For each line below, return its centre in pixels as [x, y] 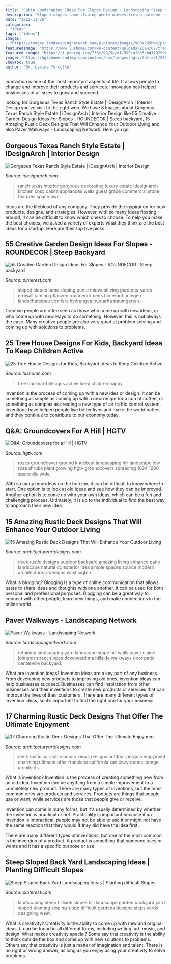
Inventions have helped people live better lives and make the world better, [83, 409]
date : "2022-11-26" [26, 19]
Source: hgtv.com [24, 453]
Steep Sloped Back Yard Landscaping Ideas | [78, 862]
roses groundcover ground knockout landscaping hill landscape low [89, 463]
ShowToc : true [20, 62]
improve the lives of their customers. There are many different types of [80, 695]
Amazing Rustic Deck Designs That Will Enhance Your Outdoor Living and [82, 124]
